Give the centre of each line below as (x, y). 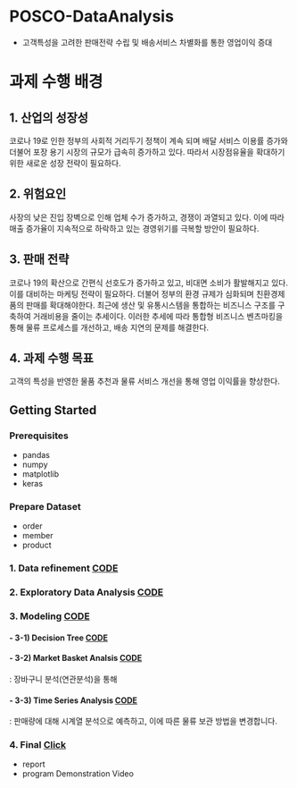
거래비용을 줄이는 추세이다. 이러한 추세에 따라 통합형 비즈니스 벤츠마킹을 (158, 316)
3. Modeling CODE (50, 616)
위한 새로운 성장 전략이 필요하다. (66, 163)
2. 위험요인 (38, 194)
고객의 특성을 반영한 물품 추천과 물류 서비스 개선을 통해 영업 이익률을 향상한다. (145, 381)
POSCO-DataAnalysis (91, 17)
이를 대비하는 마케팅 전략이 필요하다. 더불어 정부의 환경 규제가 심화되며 (132, 293)
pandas (36, 455)
